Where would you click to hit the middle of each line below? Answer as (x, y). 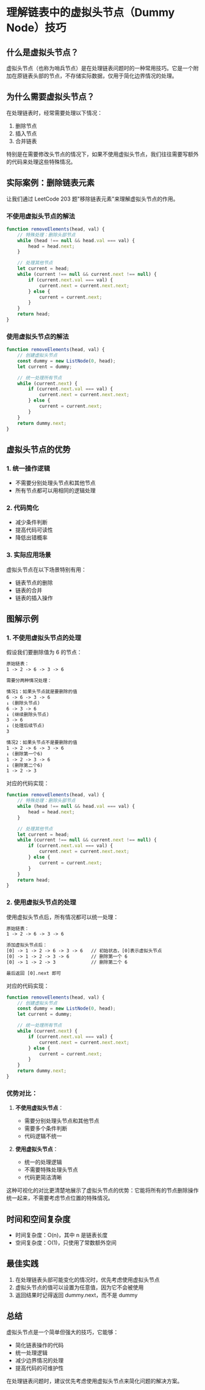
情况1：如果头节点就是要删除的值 (42, 692)
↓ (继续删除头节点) (28, 714)
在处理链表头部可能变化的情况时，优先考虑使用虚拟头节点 (87, 1279)
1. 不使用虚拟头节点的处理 (44, 638)
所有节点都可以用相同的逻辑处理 (55, 490)
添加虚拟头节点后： (27, 945)
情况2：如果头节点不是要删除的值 (42, 743)
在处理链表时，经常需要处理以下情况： (54, 113)
